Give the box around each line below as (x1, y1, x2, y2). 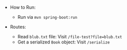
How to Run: (10, 5, 36, 10)
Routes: (10, 24, 26, 30)
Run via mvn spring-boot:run (17, 14, 78, 20)
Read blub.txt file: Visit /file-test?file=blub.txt (17, 34, 122, 39)
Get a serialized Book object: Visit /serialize (17, 39, 110, 45)
